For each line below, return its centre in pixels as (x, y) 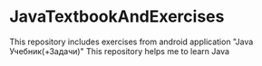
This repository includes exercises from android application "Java (131, 42)
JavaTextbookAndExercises (117, 17)
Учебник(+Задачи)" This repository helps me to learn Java (119, 51)
